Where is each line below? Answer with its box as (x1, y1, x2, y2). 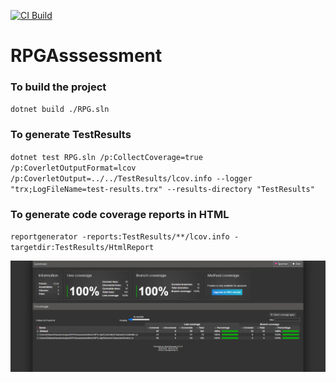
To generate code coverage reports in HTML (10, 207, 230, 221)
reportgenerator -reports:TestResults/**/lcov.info (10, 232, 230, 242)
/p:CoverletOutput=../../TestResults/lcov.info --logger (10, 173, 253, 184)
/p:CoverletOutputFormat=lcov (10, 163, 137, 173)
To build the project (10, 80, 107, 94)
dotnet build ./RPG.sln (10, 105, 110, 115)
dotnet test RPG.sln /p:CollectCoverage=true (10, 152, 203, 162)
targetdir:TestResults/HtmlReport (10, 243, 155, 253)
